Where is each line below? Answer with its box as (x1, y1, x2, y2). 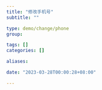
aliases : (6, 59, 29, 65)
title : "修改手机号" (6, 8, 53, 15)
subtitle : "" (6, 14, 39, 21)
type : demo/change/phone (6, 25, 69, 31)
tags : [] (6, 42, 29, 48)
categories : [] (6, 48, 45, 54)
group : (6, 31, 23, 37)
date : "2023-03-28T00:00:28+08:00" (6, 69, 97, 76)
